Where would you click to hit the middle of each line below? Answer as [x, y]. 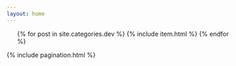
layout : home [26, 14]
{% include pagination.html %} [51, 55]
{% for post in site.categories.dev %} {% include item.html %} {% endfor [123, 34]
